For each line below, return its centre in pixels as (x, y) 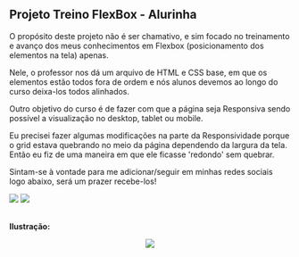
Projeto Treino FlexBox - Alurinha (103, 15)
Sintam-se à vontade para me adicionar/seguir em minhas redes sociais (141, 171)
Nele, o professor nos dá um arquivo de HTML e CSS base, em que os (138, 72)
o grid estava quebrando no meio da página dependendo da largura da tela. (148, 145)
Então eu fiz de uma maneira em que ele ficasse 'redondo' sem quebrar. (142, 154)
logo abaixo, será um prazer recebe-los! (83, 181)
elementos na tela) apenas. (59, 55)
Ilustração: (30, 226)
